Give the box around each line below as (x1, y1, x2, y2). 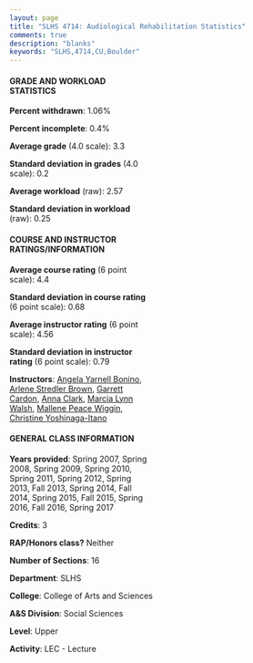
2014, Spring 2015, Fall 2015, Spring (9, 492, 144, 502)
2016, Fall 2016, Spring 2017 (9, 502, 115, 513)
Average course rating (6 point (9, 264, 127, 275)
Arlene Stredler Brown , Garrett (9, 383, 124, 394)
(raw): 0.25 (9, 213, 52, 224)
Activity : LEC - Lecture (9, 643, 97, 654)
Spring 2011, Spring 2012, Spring (9, 472, 132, 483)
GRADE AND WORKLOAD (9, 75, 106, 87)
